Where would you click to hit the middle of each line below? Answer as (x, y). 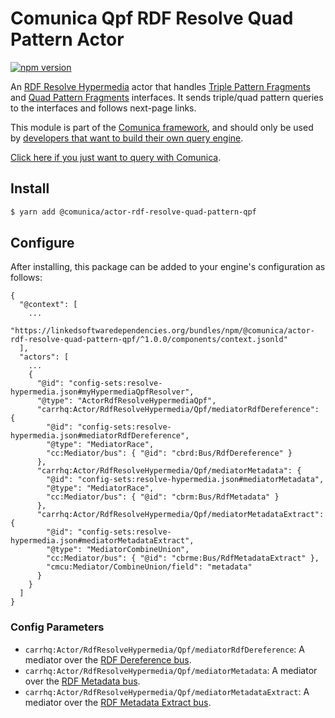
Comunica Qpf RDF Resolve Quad (152, 18)
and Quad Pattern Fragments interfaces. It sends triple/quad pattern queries (167, 97)
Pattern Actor (67, 39)
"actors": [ (44, 357)
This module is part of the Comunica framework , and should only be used (162, 127)
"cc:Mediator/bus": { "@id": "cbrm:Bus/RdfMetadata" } (163, 497)
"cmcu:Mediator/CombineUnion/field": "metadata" (149, 567)
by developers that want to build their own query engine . (127, 138)
